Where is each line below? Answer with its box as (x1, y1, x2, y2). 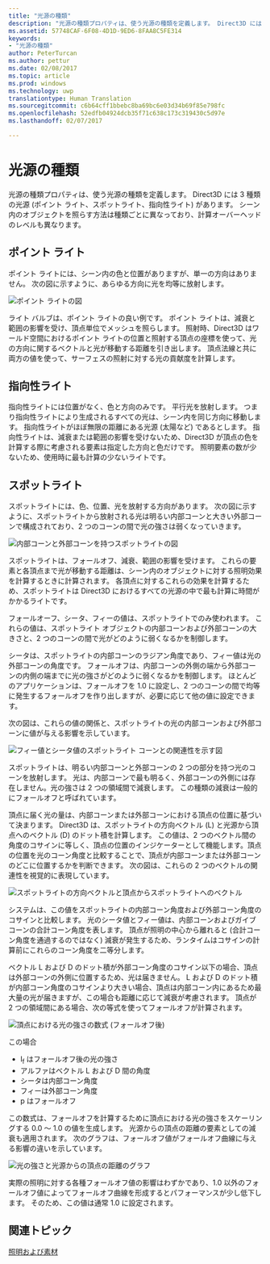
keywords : (8, 34, 42, 43)
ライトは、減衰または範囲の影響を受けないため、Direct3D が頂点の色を (22, 433, 259, 442)
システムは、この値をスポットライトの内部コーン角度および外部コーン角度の (8, 905, 262, 915)
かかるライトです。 (8, 596, 72, 606)
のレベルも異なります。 (8, 220, 86, 229)
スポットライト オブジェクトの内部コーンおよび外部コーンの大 (50, 623, 257, 634)
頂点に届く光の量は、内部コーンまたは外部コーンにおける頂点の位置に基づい (8, 810, 262, 820)
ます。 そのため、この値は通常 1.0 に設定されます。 (8, 1198, 178, 1207)
